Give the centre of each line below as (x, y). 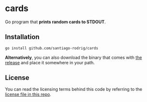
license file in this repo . (28, 94)
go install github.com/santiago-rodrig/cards (51, 48)
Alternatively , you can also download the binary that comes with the (73, 57)
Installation (22, 37)
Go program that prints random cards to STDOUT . (55, 22)
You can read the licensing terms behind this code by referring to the (74, 89)
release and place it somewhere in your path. (50, 62)
